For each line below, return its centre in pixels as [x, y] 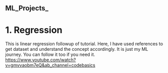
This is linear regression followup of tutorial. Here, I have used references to [84, 44]
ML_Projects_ [27, 8]
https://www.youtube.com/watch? [41, 60]
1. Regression [34, 30]
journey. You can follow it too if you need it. [50, 54]
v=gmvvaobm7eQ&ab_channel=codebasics [50, 65]
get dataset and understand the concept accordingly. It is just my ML [77, 49]
